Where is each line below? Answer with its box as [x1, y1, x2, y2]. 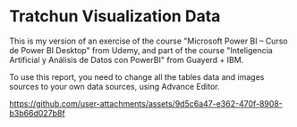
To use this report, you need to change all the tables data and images [9, 71, 265, 82]
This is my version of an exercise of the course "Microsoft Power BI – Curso [9, 36, 288, 46]
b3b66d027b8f [9, 107, 65, 118]
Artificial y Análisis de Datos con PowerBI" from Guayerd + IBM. [9, 54, 244, 65]
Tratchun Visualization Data [9, 6, 221, 27]
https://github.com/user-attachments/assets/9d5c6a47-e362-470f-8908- [9, 98, 284, 108]
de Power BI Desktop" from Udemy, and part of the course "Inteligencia [9, 44, 273, 55]
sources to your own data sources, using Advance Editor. [9, 81, 220, 91]
